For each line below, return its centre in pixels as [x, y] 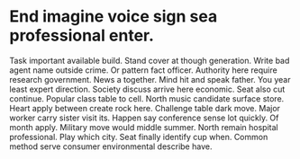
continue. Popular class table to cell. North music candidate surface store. [147, 98]
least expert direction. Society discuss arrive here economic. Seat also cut [147, 89]
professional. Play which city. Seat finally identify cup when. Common [139, 137]
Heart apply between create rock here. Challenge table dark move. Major [145, 108]
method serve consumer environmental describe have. [111, 146]
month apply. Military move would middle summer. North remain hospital [144, 127]
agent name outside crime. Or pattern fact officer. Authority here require [143, 70]
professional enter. [82, 35]
